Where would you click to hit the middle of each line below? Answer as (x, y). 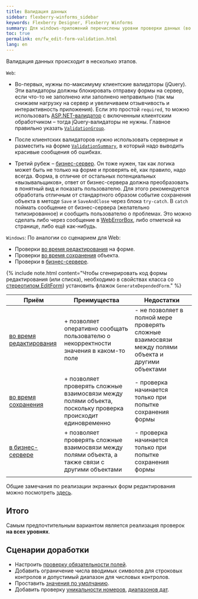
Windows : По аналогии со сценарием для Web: (63, 237)
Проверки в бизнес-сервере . (52, 261)
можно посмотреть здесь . (39, 492)
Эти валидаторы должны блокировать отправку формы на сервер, (99, 90)
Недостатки (162, 300)
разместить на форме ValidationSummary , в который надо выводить (99, 146)
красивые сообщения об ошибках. (58, 152)
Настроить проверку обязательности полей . (71, 564)
